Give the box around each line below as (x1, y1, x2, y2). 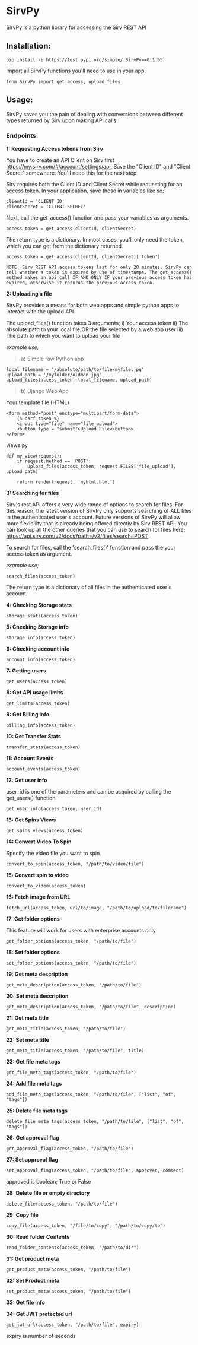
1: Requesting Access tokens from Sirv (6, 145, 104, 152)
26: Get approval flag (6, 1134, 59, 1141)
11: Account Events (6, 754, 54, 762)
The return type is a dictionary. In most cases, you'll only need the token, (6, 236, 184, 243)
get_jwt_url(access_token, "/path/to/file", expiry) (6, 1322, 139, 1328)
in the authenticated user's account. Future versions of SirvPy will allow (6, 513, 181, 521)
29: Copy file (6, 1211, 39, 1218)
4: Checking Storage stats (6, 601, 72, 608)
